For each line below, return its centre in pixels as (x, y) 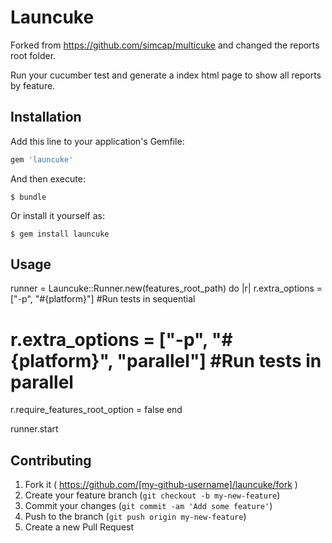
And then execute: (48, 178)
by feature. (33, 85)
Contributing (51, 460)
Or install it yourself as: (57, 215)
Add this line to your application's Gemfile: (97, 141)
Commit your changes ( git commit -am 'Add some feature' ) (148, 506)
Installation (46, 117)
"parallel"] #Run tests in (219, 360)
